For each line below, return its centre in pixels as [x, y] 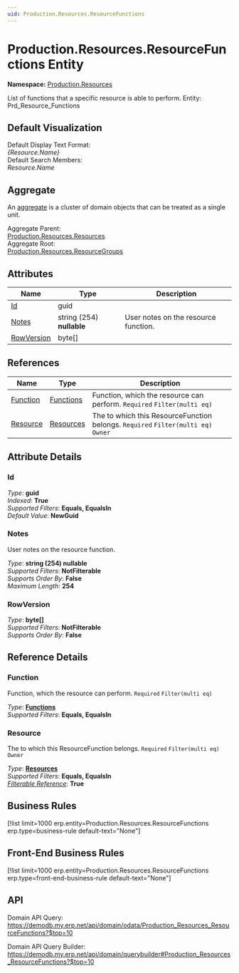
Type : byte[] [26, 620]
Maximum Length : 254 [41, 586]
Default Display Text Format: [49, 145]
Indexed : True [28, 500]
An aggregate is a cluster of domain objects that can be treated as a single [117, 207]
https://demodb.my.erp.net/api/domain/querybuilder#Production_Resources [119, 954]
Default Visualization [55, 128]
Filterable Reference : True [46, 784]
